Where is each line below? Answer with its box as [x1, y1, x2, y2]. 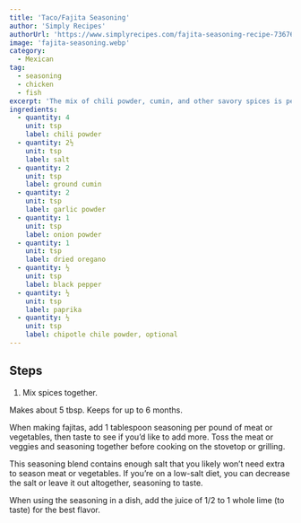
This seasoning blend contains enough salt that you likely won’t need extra [9, 458, 285, 469]
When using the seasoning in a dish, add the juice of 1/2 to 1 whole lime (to [9, 494, 285, 505]
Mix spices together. [21, 387, 99, 397]
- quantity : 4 [17, 113, 70, 122]
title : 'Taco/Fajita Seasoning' [9, 13, 130, 22]
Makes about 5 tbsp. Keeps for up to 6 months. [9, 405, 184, 415]
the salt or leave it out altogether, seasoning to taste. [9, 477, 203, 488]
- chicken [17, 80, 54, 89]
